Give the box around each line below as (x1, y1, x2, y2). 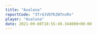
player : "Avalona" (5, 16, 44, 21)
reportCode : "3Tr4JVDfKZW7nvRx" (5, 12, 74, 17)
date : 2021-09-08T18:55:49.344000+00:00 (5, 21, 92, 26)
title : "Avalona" (5, 7, 42, 12)
